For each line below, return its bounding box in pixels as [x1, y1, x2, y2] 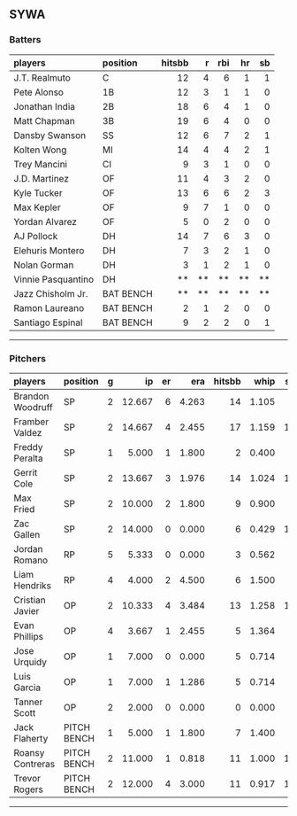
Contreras [13, 758, 56, 770]
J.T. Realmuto [13, 71, 71, 83]
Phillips [13, 630, 44, 642]
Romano [13, 554, 49, 566]
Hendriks [13, 579, 51, 592]
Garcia [13, 681, 42, 694]
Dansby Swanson [13, 128, 87, 141]
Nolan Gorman [13, 259, 74, 271]
